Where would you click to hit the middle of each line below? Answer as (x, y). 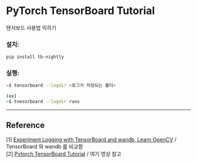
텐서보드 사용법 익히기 (31, 28)
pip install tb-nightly (35, 57)
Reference (26, 125)
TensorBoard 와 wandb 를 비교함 (45, 146)
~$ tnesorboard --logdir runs (43, 102)
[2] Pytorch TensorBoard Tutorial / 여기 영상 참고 (64, 154)
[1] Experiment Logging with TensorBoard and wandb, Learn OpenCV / (91, 140)
